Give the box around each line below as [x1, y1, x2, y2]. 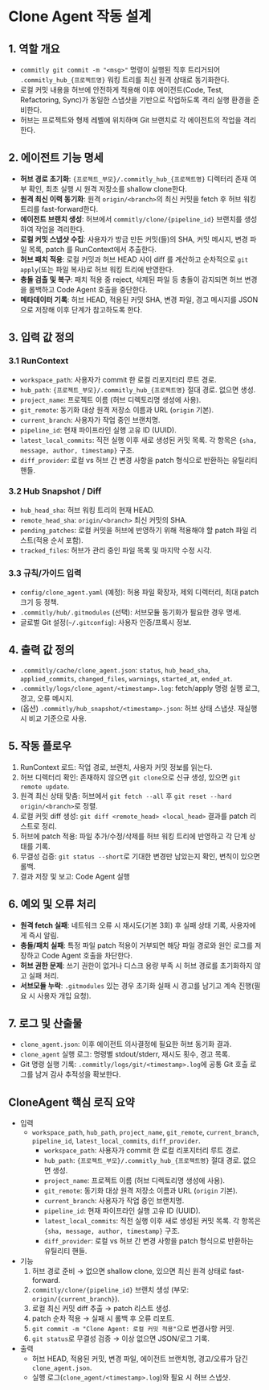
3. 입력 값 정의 [8, 331, 75, 345]
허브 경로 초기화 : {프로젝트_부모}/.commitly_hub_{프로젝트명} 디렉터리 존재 [19, 174, 249, 184]
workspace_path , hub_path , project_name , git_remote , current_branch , [31, 1127, 259, 1137]
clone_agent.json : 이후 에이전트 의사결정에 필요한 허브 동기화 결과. [19, 1040, 232, 1049]
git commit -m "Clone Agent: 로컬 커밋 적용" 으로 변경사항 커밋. [31, 1324, 235, 1334]
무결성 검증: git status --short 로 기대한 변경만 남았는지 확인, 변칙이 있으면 [19, 851, 261, 861]
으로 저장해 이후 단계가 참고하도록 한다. [19, 304, 143, 314]
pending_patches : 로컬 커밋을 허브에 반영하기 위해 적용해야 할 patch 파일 [19, 525, 249, 535]
